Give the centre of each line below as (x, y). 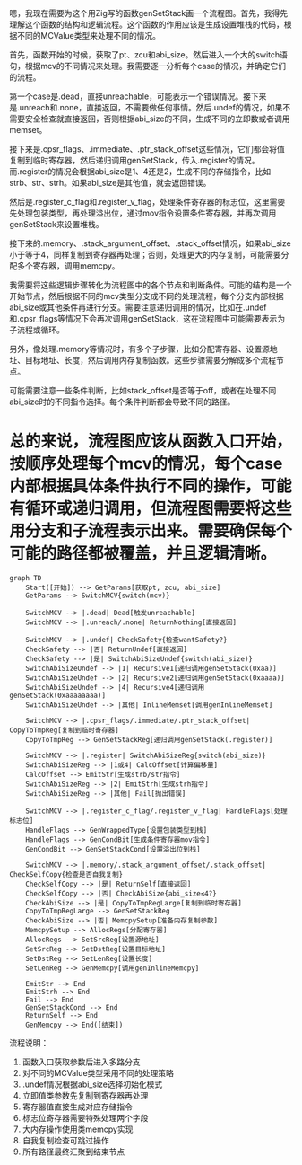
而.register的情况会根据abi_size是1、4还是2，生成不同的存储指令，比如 (140, 172)
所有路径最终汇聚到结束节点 (73, 1152)
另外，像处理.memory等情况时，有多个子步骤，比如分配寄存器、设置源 (140, 349)
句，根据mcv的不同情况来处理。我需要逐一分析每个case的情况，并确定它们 (148, 66)
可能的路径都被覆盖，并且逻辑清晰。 (143, 554)
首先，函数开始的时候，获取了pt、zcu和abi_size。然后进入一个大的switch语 (149, 55)
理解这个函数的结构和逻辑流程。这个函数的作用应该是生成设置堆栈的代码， (147, 24)
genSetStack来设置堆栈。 (56, 224)
